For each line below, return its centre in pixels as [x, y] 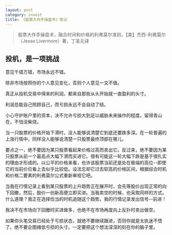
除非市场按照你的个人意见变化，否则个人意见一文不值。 [63, 83]
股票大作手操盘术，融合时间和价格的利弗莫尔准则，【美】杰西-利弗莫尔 [92, 35]
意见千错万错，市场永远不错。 [37, 72]
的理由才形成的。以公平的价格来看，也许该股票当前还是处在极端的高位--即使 [86, 163]
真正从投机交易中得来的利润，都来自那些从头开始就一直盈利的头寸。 [77, 94]
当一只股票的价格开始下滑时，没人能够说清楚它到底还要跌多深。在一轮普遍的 [86, 133]
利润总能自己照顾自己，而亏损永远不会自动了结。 [57, 105]
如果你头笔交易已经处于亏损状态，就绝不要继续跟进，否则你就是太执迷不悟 [84, 221]
